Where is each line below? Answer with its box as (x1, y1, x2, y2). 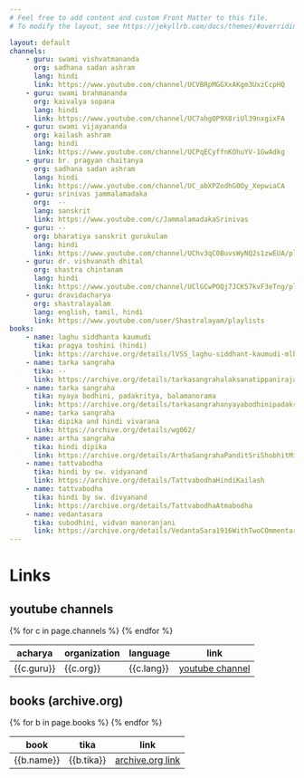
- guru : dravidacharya (25, 291, 111, 300)
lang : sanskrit (33, 207, 91, 216)
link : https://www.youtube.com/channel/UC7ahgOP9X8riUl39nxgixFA (33, 114, 285, 123)
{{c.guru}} (14, 662, 56, 675)
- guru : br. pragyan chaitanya (25, 156, 144, 165)
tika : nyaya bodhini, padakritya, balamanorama (33, 391, 217, 401)
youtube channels (9, 601, 114, 617)
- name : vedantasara (25, 509, 103, 519)
